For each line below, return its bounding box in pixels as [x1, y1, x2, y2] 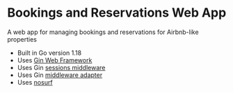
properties [7, 35, 37, 43]
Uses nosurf [17, 78, 54, 86]
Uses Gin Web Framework [17, 56, 93, 64]
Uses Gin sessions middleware [17, 63, 106, 71]
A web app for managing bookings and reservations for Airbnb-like [7, 28, 200, 36]
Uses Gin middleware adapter [17, 71, 103, 79]
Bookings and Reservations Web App [7, 5, 227, 21]
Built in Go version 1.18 [17, 49, 82, 57]
